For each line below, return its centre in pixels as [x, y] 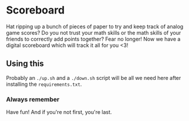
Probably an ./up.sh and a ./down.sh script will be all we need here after [94, 78]
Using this [25, 64]
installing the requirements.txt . [44, 84]
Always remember [33, 99]
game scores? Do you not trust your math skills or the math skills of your [94, 32]
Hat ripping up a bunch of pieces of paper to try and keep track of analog [95, 26]
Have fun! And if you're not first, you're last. [59, 112]
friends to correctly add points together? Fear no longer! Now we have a [93, 39]
